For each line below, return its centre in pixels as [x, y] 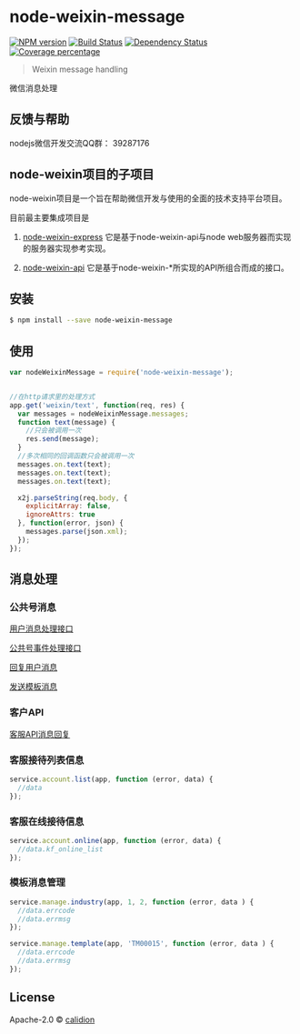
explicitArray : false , [69, 507]
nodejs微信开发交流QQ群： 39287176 [80, 143]
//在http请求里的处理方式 [52, 397]
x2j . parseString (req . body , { [73, 497]
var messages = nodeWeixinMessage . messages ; [103, 414]
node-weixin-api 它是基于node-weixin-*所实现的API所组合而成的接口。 [155, 267]
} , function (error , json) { [71, 523]
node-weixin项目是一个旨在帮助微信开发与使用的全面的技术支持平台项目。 [148, 198]
